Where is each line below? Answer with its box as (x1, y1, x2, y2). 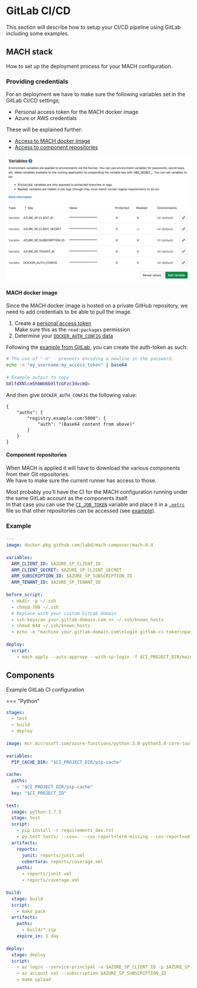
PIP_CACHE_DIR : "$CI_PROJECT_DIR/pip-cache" (11, 759, 122, 765)
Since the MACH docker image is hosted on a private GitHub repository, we (6, 302, 188, 309)
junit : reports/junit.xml (21, 852, 85, 858)
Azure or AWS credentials (14, 115, 77, 122)
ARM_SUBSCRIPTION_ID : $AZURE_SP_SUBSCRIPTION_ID (11, 573, 133, 579)
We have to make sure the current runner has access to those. (6, 477, 157, 484)
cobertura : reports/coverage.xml (21, 858, 104, 864)
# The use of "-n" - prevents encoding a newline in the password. (6, 356, 175, 362)
